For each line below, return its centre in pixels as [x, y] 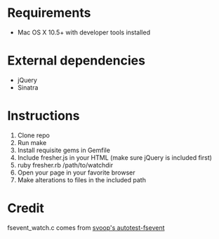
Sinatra [28, 87]
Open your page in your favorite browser [76, 172]
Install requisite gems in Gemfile [64, 150]
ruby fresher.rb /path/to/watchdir [65, 165]
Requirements [49, 13]
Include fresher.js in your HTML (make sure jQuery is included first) [115, 157]
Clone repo [34, 135]
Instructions [44, 116]
